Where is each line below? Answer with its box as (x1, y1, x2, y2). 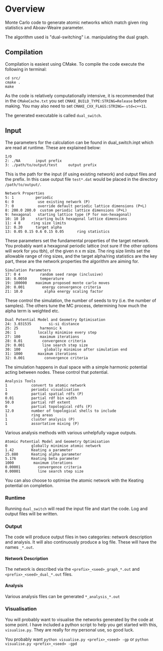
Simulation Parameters (5, 267, 51, 273)
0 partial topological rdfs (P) (5, 404, 92, 409)
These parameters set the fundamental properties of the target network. (5, 237, 150, 244)
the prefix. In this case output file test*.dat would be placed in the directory (5, 176, 158, 182)
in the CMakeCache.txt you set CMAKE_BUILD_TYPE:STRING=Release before (5, 98, 147, 104)
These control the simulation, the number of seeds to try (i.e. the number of (5, 298, 157, 303)
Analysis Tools (5, 378, 36, 384)
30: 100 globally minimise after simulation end (5, 347, 127, 352)
